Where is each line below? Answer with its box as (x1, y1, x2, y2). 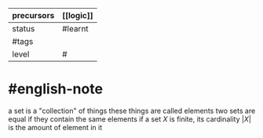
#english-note (8, 80, 104, 98)
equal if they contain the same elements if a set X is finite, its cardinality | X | (8, 114, 251, 124)
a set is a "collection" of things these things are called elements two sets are (8, 106, 256, 115)
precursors (12, 10, 55, 20)
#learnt (61, 24, 89, 34)
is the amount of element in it (8, 122, 103, 132)
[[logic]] (61, 10, 93, 20)
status (12, 24, 35, 34)
